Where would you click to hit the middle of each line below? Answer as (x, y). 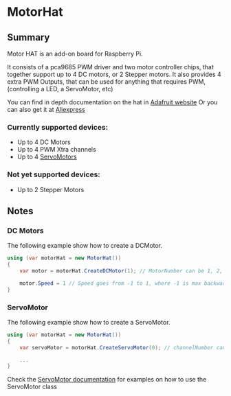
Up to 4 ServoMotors (47, 157)
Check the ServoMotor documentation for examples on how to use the (107, 380)
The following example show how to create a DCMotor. (85, 246)
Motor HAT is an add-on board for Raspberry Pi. (75, 54)
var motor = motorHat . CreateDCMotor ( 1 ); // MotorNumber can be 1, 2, (121, 271)
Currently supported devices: (58, 127)
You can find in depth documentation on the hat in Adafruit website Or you (112, 102)
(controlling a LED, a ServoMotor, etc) (60, 89)
